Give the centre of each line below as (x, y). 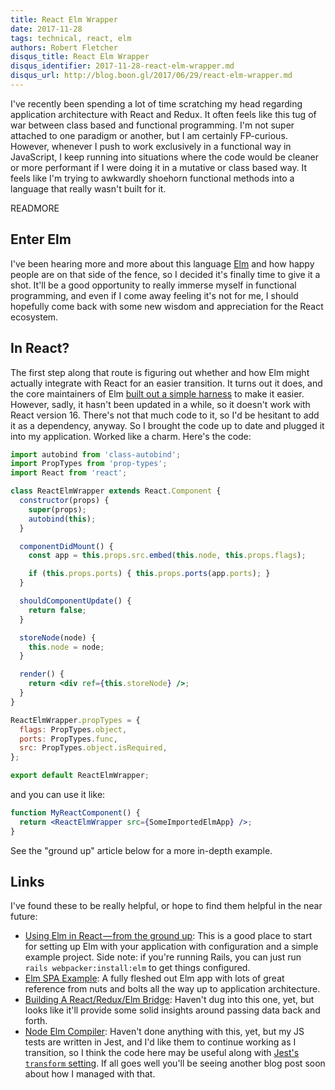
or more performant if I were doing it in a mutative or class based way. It (159, 167)
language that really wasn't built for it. (88, 188)
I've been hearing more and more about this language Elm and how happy (162, 263)
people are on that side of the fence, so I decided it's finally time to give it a (165, 274)
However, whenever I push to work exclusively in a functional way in (151, 146)
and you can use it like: (58, 794)
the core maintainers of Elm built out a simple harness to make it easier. (157, 393)
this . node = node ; (66, 647)
